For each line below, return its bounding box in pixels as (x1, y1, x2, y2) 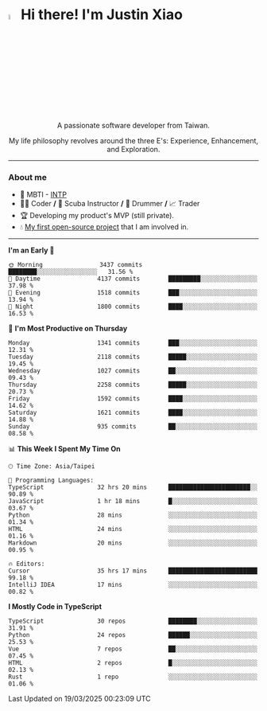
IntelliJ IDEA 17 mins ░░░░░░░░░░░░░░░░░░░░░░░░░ (8, 581, 258, 589)
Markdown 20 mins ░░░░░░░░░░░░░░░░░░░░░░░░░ (8, 539, 258, 547)
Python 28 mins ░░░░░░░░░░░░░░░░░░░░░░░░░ (8, 511, 258, 519)
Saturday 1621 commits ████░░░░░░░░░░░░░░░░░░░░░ (8, 408, 258, 417)
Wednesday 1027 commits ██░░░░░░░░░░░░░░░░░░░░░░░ (8, 367, 258, 375)
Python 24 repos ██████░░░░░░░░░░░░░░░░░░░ (8, 631, 258, 639)
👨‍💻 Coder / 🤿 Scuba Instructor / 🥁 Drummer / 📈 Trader (19, 199, 200, 209)
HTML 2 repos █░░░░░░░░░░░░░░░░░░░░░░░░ (8, 659, 258, 667)
